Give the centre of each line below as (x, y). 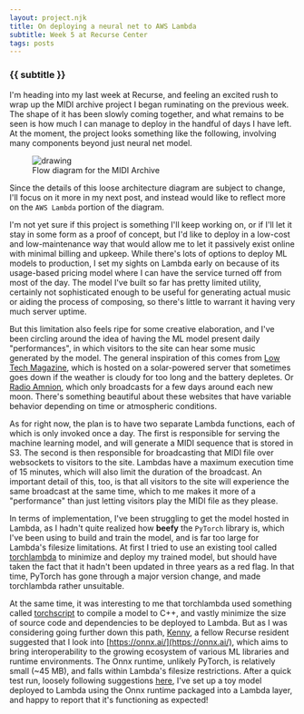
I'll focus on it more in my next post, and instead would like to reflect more (147, 197)
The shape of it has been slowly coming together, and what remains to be (147, 113)
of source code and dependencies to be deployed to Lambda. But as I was (148, 622)
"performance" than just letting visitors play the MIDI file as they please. (144, 501)
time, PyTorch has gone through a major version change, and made (135, 576)
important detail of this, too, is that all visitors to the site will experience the (149, 481)
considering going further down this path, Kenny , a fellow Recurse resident (149, 632)
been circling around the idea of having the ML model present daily (135, 338)
